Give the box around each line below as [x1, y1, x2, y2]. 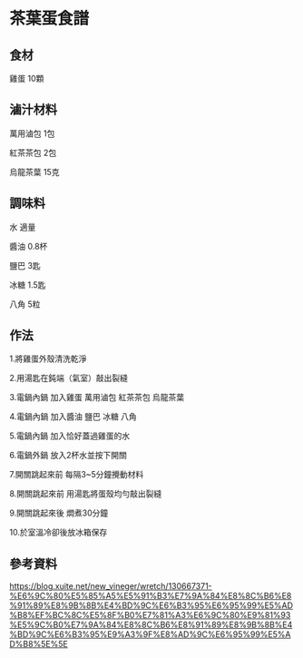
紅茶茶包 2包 [9, 147, 57, 158]
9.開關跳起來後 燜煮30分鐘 [9, 507, 109, 518]
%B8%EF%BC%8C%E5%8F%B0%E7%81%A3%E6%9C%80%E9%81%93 [9, 610, 291, 621]
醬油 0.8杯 [9, 241, 48, 251]
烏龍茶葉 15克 [9, 166, 60, 177]
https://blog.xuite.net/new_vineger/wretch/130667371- [9, 581, 213, 592]
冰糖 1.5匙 [9, 279, 46, 290]
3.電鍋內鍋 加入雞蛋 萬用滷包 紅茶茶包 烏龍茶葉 [9, 392, 185, 403]
